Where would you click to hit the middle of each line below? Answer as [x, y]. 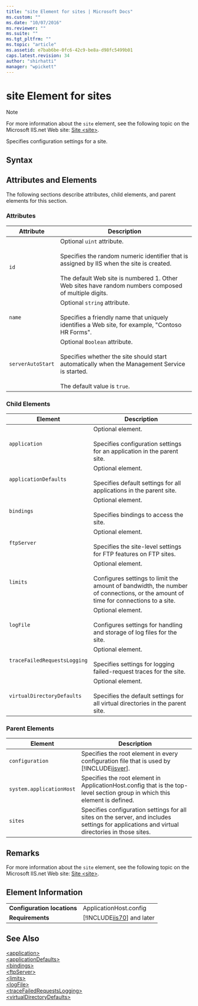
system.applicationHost [42, 789]
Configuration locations [43, 908]
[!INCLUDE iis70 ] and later [119, 918]
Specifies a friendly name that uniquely [114, 317]
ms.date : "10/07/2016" [34, 22]
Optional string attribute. [95, 302]
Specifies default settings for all [137, 483]
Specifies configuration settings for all [134, 810]
